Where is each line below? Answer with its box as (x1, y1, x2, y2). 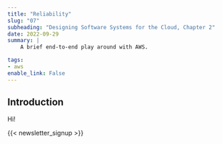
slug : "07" (7, 17, 40, 24)
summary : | (7, 37, 40, 44)
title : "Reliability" (7, 10, 72, 18)
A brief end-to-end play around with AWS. (20, 43, 148, 51)
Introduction (7, 96, 64, 108)
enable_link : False (7, 69, 66, 77)
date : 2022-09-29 (7, 30, 59, 38)
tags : (7, 56, 24, 64)
